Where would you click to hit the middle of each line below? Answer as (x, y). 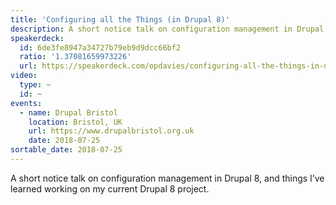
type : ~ (35, 85)
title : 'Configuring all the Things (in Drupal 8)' (120, 19)
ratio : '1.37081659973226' (75, 57)
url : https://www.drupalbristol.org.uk (111, 131)
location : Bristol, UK (75, 122)
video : (24, 76)
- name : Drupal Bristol (68, 112)
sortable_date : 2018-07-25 (66, 150)
